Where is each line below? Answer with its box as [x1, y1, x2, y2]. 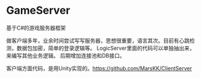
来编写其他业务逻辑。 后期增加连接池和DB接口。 [6, 52, 126, 59]
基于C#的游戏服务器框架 [6, 24, 66, 31]
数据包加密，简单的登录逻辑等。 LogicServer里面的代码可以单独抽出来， [16, 44, 195, 52]
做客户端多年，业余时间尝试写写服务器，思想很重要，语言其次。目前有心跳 [6, 37, 190, 44]
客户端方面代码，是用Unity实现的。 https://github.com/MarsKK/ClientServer [6, 64, 193, 72]
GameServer [6, 4, 71, 17]
